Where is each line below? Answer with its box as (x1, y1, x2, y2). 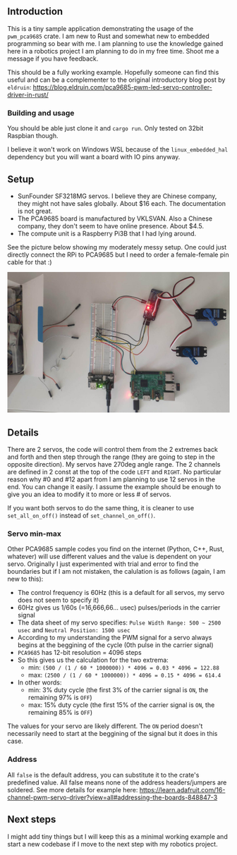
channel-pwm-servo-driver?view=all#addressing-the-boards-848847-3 (7, 793, 218, 801)
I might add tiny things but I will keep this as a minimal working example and (7, 832, 228, 841)
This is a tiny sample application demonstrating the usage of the (7, 24, 194, 32)
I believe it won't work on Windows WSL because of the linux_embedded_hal (7, 145, 229, 154)
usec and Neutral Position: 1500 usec (17, 626, 130, 634)
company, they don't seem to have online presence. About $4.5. (17, 221, 205, 230)
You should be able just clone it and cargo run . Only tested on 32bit (7, 124, 204, 133)
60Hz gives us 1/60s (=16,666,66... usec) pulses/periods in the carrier (17, 603, 221, 612)
